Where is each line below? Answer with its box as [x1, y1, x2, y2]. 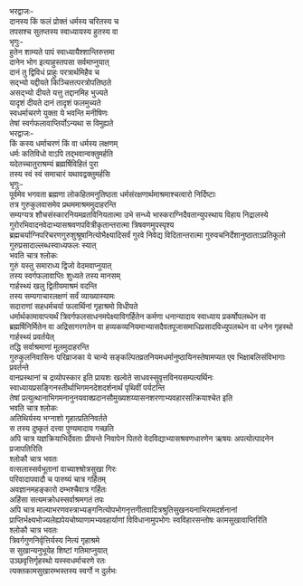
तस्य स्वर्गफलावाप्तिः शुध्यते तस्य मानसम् [9, 270, 120, 281]
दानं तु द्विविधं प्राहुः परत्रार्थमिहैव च [9, 67, 99, 78]
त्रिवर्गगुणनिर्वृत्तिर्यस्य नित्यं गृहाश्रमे [9, 535, 100, 545]
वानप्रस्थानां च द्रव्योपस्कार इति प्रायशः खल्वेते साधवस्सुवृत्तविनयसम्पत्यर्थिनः [9, 373, 214, 383]
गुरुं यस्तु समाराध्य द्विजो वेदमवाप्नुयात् [9, 260, 112, 270]
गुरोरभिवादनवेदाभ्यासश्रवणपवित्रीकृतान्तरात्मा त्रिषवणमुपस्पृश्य [9, 220, 175, 230]
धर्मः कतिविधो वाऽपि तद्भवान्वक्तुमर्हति [9, 148, 113, 159]
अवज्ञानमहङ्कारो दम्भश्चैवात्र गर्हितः [9, 484, 107, 495]
